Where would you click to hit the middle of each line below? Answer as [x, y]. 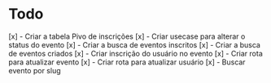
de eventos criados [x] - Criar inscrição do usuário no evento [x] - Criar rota [135, 53]
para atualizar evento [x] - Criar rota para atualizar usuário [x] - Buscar [127, 62]
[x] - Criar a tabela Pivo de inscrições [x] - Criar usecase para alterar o [127, 36]
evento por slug [35, 70]
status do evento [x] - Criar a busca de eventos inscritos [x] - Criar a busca [134, 44]
